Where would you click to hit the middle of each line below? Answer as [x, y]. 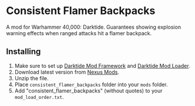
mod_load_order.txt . [39, 97]
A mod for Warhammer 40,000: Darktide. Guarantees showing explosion [93, 27]
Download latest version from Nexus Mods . [67, 72]
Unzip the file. [31, 78]
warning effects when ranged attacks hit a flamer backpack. [79, 33]
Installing [23, 52]
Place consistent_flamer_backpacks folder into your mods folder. [91, 84]
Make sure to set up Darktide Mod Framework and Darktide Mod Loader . [102, 66]
